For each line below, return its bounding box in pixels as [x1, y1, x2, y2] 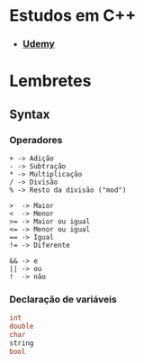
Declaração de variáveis [9, 293, 117, 305]
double [9, 322, 34, 331]
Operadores [9, 133, 63, 146]
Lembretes [9, 71, 92, 91]
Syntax [9, 106, 50, 122]
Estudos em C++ [9, 5, 137, 26]
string [9, 339, 34, 348]
